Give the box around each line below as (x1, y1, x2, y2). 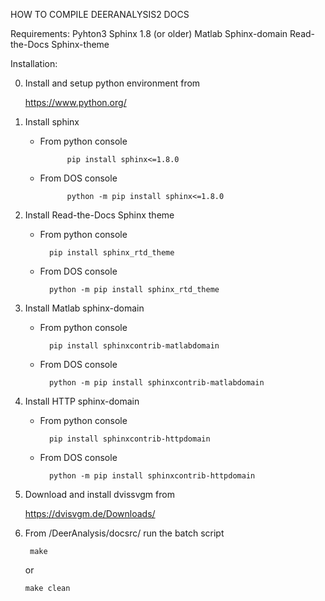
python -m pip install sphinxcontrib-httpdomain (48, 471, 256, 481)
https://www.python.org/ (24, 97, 127, 108)
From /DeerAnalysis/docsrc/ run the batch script (24, 527, 225, 539)
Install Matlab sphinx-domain (24, 302, 145, 314)
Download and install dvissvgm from (24, 489, 175, 500)
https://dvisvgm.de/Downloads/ (24, 508, 156, 519)
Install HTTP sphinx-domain (24, 395, 140, 407)
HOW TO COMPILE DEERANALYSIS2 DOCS (10, 9, 190, 20)
